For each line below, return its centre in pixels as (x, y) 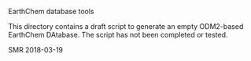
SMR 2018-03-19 (36, 50)
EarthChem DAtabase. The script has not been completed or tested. (118, 35)
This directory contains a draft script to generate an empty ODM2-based (126, 26)
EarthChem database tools (51, 11)
